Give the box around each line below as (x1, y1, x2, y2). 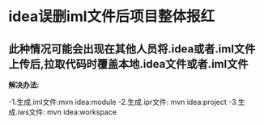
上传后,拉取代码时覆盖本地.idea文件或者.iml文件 (8, 57, 249, 71)
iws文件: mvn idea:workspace (17, 107, 117, 117)
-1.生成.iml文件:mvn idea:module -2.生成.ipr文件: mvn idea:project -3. (8, 98, 239, 106)
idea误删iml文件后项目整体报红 (8, 7, 215, 26)
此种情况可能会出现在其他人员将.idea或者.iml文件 (8, 42, 256, 56)
